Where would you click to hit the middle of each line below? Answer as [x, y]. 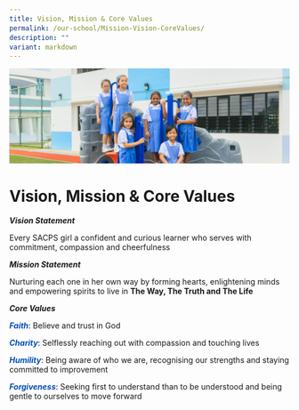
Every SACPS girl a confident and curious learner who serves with [130, 238]
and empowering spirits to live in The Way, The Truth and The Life [131, 291]
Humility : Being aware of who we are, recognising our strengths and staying [149, 360]
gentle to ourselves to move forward [76, 397]
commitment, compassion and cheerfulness [90, 247]
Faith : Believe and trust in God [65, 326]
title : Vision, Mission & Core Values [81, 19]
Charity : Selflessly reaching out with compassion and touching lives [134, 343]
